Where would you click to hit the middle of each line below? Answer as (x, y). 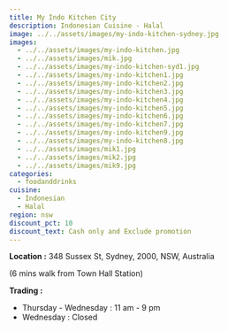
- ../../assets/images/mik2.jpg (77, 157)
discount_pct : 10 (41, 223)
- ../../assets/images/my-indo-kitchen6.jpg (100, 116)
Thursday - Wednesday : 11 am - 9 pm (91, 308)
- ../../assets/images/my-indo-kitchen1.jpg (100, 75)
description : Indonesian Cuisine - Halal (87, 26)
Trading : (26, 291)
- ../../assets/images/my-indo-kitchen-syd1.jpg (108, 67)
